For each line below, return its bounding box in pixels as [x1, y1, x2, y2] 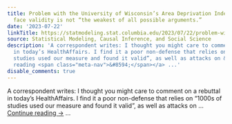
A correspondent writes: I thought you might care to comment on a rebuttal [7, 87, 221, 95]
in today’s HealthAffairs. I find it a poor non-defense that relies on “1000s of [7, 94, 222, 102]
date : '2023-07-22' [7, 23, 64, 30]
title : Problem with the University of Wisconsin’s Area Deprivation [7, 10, 212, 17]
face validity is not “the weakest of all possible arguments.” [13, 17, 202, 23]
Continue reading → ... [7, 108, 71, 117]
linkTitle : [7, 29, 39, 37]
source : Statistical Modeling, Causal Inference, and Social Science [7, 36, 212, 43]
